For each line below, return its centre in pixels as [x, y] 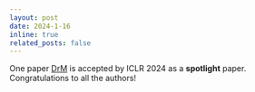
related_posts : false [50, 43]
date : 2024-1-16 [40, 26]
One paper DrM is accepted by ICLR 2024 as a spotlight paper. [128, 69]
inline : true [34, 34]
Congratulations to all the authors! [73, 78]
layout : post [34, 18]
